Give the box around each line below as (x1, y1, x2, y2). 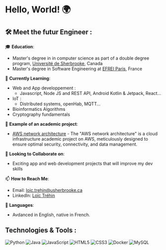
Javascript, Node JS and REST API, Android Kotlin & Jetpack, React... (19, 90, 162, 96)
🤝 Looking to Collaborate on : (5, 151, 65, 157)
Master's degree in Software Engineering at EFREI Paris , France (12, 66, 143, 72)
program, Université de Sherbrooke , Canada (12, 61, 103, 66)
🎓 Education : (5, 44, 35, 50)
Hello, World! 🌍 (5, 4, 71, 15)
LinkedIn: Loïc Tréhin (12, 192, 55, 198)
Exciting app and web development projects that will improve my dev (12, 161, 153, 167)
